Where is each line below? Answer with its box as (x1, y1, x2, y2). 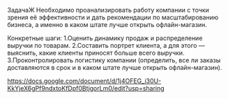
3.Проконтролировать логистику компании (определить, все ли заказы (7, 56, 221, 64)
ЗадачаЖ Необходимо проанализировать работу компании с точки (7, 6, 209, 14)
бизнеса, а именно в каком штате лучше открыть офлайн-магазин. (7, 21, 208, 28)
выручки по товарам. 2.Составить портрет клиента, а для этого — (7, 42, 206, 49)
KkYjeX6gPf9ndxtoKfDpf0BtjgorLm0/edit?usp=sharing (7, 84, 165, 92)
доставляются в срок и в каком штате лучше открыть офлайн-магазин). (7, 64, 222, 71)
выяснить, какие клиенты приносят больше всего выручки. (7, 48, 185, 57)
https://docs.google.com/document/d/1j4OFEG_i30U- (7, 77, 162, 85)
